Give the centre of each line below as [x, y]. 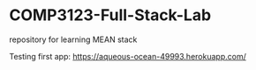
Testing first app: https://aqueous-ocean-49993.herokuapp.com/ [128, 56]
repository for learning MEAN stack [73, 39]
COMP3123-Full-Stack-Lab [110, 15]
